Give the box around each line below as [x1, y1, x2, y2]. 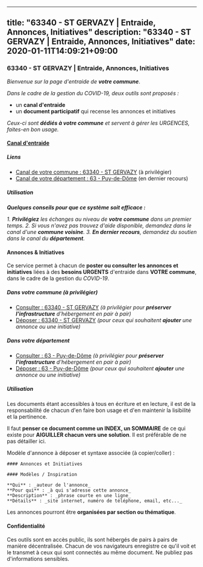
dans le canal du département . [7, 235, 85, 242]
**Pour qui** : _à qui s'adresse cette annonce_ [7, 487, 131, 493]
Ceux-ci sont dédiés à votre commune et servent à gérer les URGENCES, [7, 119, 190, 127]
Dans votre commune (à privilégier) [7, 289, 98, 296]
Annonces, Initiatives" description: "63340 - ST [7, 27, 192, 37]
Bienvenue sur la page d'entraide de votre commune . [7, 78, 141, 85]
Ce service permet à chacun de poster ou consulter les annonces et [7, 262, 178, 269]
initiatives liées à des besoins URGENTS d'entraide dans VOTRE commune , [7, 268, 197, 276]
